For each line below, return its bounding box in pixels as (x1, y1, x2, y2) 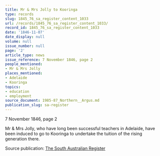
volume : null (5, 39, 32, 44)
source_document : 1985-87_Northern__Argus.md (5, 98, 99, 103)
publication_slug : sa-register (5, 103, 69, 108)
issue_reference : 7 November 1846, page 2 (5, 57, 93, 62)
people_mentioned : (5, 62, 43, 67)
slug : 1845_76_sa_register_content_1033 (5, 16, 89, 21)
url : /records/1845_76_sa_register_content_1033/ (5, 21, 109, 26)
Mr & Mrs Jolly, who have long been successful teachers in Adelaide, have (5, 126, 155, 131)
